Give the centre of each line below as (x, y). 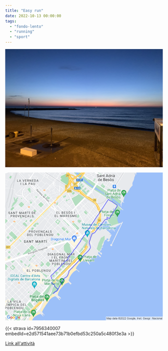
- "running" (22, 32)
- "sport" (20, 37)
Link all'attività (20, 343)
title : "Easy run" (24, 10)
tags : (11, 21)
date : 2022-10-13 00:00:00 (33, 16)
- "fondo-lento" (26, 26)
